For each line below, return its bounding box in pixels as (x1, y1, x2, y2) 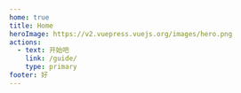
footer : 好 (9, 71, 49, 80)
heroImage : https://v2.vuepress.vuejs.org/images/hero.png (9, 29, 233, 38)
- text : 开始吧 (17, 46, 69, 55)
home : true (9, 12, 50, 22)
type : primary (25, 63, 77, 72)
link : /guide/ (25, 54, 77, 63)
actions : (9, 37, 42, 47)
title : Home (9, 21, 53, 30)
